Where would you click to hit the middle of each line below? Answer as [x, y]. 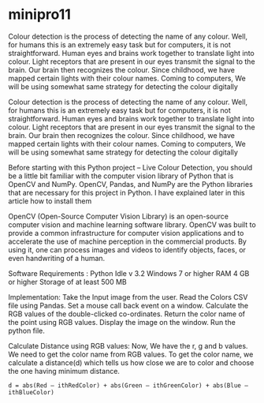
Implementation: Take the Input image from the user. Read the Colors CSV [128, 297]
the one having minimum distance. [64, 371]
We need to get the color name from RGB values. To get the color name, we [131, 354]
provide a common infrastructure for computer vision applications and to [126, 233]
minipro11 [39, 15]
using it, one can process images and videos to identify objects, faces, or [127, 249]
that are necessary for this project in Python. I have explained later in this [127, 192]
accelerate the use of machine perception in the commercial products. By [127, 241]
